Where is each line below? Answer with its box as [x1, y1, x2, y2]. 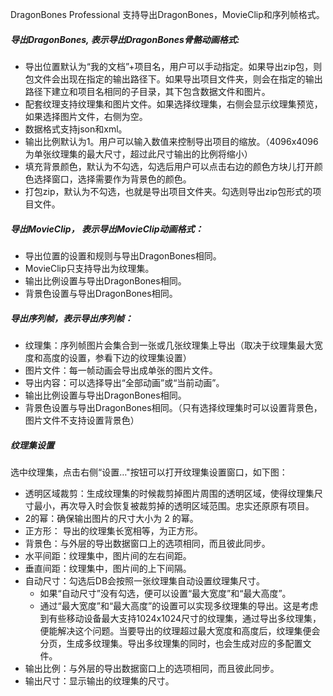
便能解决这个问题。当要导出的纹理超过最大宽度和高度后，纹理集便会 [39, 624, 321, 637]
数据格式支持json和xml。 [24, 123, 128, 135]
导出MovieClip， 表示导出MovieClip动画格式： [10, 223, 204, 235]
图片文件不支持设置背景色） [24, 414, 140, 426]
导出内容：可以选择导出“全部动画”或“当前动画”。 [24, 376, 225, 388]
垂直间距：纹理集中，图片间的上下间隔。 [24, 562, 192, 574]
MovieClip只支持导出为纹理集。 [24, 262, 155, 274]
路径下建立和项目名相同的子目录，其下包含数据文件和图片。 [24, 85, 271, 97]
